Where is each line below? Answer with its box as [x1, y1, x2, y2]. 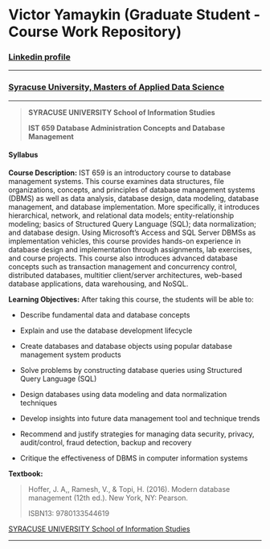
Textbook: [8, 469, 43, 478]
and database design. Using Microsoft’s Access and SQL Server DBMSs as [8, 227, 256, 237]
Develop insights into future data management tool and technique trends [19, 413, 260, 423]
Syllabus [8, 150, 39, 160]
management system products [19, 350, 122, 359]
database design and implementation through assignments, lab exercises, [8, 244, 252, 254]
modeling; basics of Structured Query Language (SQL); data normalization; [8, 219, 257, 228]
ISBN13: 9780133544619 [27, 508, 110, 518]
